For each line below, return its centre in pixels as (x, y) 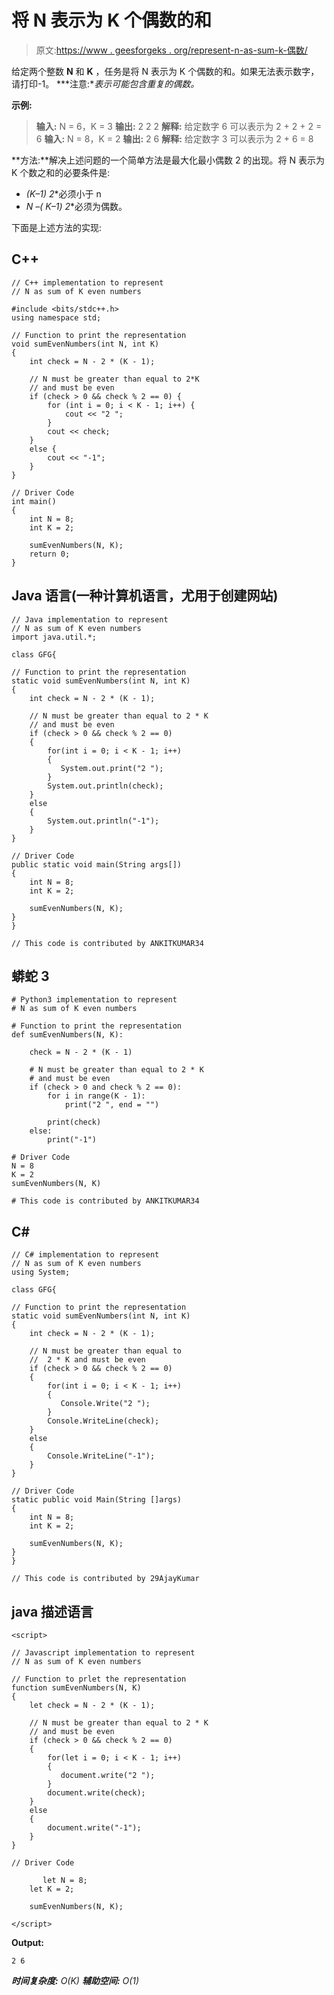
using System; (41, 1272)
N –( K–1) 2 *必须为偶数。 (76, 206)
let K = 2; (52, 1889)
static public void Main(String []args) (97, 1500)
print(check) (74, 1122)
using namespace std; (56, 317)
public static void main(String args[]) (97, 864)
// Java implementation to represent (90, 619)
